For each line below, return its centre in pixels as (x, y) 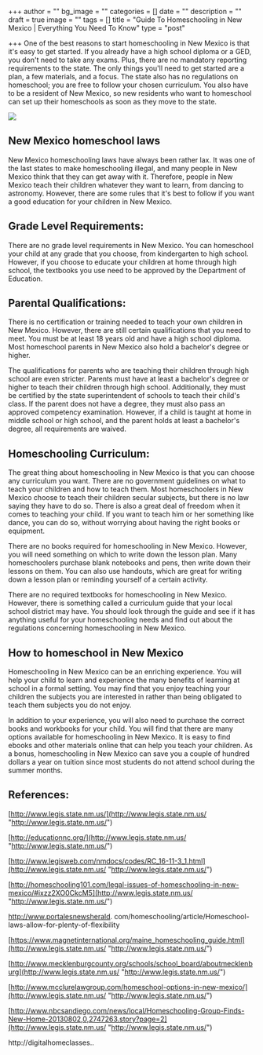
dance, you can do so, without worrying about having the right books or (124, 523)
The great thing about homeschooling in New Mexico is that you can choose (131, 473)
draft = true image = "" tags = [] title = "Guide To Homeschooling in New (125, 20)
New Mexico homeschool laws (84, 141)
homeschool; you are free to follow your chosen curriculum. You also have (128, 85)
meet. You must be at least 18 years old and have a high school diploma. (125, 339)
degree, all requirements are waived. (68, 429)
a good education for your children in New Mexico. (90, 201)
